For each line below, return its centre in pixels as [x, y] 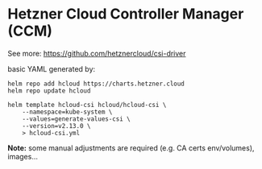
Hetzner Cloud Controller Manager [126, 14]
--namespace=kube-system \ [67, 112]
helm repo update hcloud [49, 91]
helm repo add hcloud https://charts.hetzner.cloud [96, 84]
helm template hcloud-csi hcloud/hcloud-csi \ [87, 105]
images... [23, 156]
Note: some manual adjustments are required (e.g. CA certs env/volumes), [131, 148]
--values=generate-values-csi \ [76, 119]
